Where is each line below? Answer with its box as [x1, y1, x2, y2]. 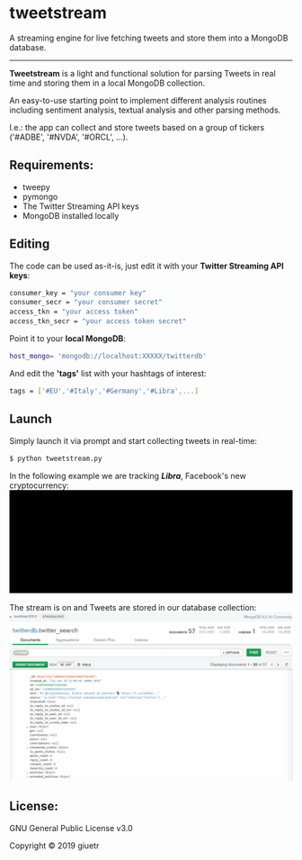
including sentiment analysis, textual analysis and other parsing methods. [9, 104, 281, 115]
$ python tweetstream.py [9, 454, 102, 463]
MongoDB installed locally [22, 210, 120, 221]
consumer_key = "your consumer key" [9, 288, 147, 297]
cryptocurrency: [9, 480, 69, 491]
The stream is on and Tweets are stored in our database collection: [9, 602, 257, 612]
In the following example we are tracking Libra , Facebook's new [9, 470, 247, 481]
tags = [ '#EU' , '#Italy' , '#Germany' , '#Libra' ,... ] [9, 386, 200, 395]
